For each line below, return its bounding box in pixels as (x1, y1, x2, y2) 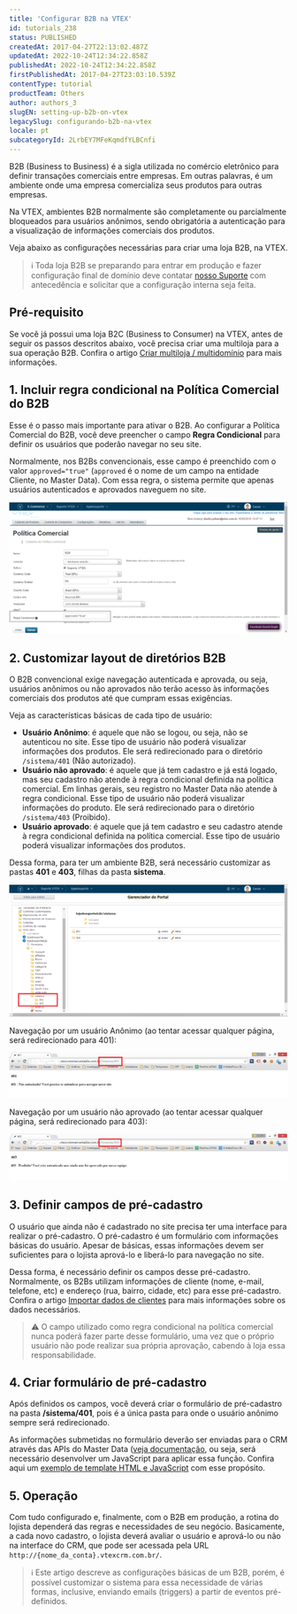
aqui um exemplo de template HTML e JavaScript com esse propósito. (9, 1463, 265, 1473)
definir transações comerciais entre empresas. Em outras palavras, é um (9, 171, 274, 181)
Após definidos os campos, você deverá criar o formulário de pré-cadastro (9, 1399, 283, 1409)
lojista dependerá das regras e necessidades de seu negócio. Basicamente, (9, 1521, 286, 1532)
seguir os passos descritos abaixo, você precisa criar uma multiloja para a (9, 337, 279, 349)
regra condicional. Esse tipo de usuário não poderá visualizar (21, 793, 246, 804)
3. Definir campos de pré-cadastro (9, 1198, 203, 1213)
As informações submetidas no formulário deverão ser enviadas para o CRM (9, 1434, 288, 1445)
